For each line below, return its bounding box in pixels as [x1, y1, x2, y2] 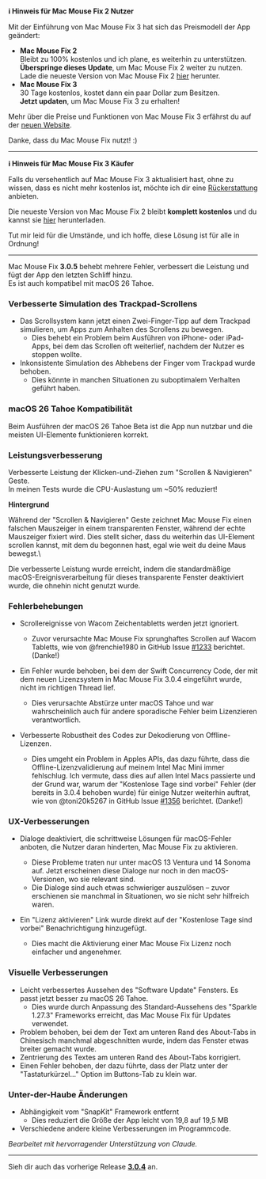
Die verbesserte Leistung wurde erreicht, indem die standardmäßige [8, 564, 231, 573]
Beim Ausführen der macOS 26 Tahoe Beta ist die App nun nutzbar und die [8, 421, 253, 431]
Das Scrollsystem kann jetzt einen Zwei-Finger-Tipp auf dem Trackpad [19, 316, 251, 326]
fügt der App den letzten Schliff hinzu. [8, 270, 133, 280]
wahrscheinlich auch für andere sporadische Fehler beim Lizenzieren [31, 707, 257, 717]
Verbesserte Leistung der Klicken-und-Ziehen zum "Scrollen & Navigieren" [8, 467, 253, 477]
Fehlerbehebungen [8, 600, 84, 611]
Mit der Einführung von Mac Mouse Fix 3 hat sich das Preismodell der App [8, 22, 251, 32]
